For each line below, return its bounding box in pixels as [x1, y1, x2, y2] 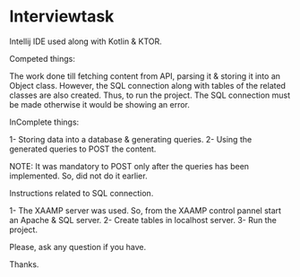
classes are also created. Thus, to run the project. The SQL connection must [9, 90, 291, 100]
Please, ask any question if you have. [9, 241, 147, 252]
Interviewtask [9, 6, 115, 27]
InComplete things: [9, 117, 80, 127]
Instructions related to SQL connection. [9, 187, 154, 198]
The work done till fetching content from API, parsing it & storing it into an [9, 70, 280, 82]
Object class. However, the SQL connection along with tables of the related [9, 80, 287, 91]
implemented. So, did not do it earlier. [9, 170, 148, 181]
